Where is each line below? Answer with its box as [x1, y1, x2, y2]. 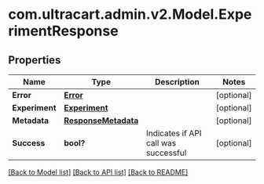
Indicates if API [145, 128, 202, 139]
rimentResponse [8, 22, 119, 40]
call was [145, 138, 177, 148]
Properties [8, 53, 61, 67]
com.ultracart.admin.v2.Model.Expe [8, 5, 252, 23]
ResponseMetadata [64, 115, 139, 126]
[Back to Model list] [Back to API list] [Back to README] [8, 168, 189, 177]
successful [145, 147, 187, 158]
